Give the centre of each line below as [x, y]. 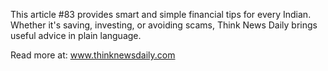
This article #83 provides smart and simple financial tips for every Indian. [161, 14]
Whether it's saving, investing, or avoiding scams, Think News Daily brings [164, 25]
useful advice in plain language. [76, 35]
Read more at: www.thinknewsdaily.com [93, 55]
